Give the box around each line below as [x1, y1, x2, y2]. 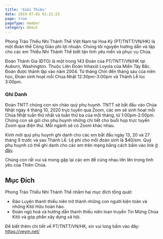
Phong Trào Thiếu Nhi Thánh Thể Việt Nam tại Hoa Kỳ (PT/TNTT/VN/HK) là [5, 38, 155, 44]
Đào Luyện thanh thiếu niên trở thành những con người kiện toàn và [12, 199, 147, 205]
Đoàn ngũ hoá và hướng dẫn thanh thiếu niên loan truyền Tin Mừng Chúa [12, 209, 159, 215]
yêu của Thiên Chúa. [5, 162, 47, 168]
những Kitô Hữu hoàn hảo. [12, 204, 65, 209]
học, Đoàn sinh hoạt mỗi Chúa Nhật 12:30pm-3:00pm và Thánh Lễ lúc [5, 74, 145, 80]
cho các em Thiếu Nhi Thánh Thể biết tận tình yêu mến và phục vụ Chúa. [5, 49, 152, 55]
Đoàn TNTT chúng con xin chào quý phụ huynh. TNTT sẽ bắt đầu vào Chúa [5, 102, 157, 108]
